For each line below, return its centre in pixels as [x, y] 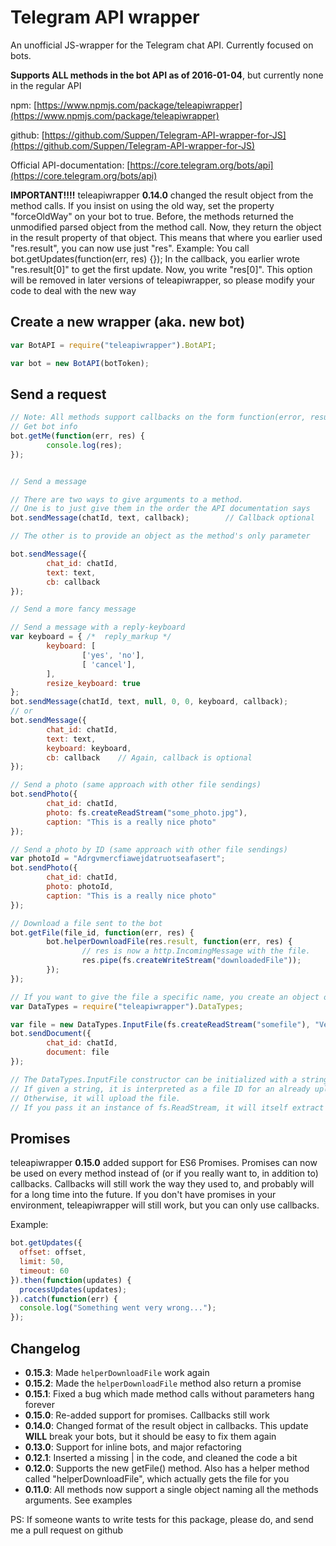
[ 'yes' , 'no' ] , [113, 655]
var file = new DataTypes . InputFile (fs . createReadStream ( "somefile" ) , [160, 1024]
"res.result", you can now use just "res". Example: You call [130, 248]
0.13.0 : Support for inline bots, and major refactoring [133, 1447]
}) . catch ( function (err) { [64, 1299]
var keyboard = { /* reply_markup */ [91, 637]
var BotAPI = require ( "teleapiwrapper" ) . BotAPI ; [113, 345]
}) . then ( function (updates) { [71, 1280]
